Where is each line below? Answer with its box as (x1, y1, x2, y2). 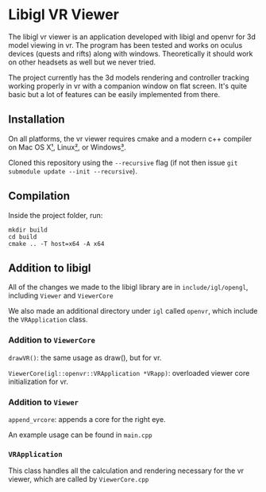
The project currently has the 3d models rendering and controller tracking (8, 72, 250, 82)
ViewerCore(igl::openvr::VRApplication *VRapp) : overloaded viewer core (8, 368, 250, 377)
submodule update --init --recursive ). (8, 166, 137, 176)
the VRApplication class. (8, 314, 89, 324)
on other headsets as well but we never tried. (8, 57, 156, 67)
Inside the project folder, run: (8, 210, 103, 220)
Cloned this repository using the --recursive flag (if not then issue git (8, 158, 238, 167)
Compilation (8, 189, 70, 203)
